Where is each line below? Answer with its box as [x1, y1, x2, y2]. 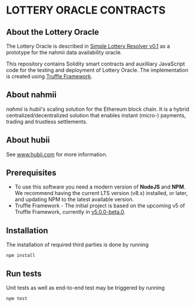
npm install [6, 253, 35, 259]
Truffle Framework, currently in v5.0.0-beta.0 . [14, 209, 125, 216]
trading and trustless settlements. [6, 118, 88, 125]
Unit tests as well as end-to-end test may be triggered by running [6, 284, 165, 292]
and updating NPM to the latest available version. [14, 196, 134, 203]
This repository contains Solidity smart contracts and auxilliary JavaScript [6, 60, 186, 67]
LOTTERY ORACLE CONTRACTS [6, 4, 166, 17]
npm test [6, 296, 28, 302]
